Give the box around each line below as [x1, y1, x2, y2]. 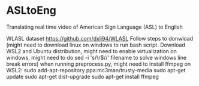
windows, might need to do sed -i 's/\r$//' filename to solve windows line [6, 54, 187, 61]
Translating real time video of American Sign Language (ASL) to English [6, 23, 183, 30]
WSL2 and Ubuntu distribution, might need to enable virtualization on [6, 47, 177, 54]
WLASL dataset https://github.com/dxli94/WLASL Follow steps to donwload [6, 35, 194, 42]
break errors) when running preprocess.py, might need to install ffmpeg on [6, 60, 191, 67]
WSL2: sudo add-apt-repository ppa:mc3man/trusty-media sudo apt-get [6, 66, 186, 73]
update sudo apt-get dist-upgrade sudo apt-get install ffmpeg [6, 73, 159, 80]
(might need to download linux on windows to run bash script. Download [6, 41, 186, 48]
